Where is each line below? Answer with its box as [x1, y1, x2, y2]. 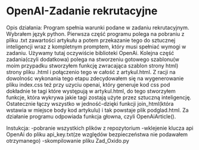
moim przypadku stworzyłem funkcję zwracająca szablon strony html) [6, 62, 179, 69]
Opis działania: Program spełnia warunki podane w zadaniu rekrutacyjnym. [6, 24, 189, 31]
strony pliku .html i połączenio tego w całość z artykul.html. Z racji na [6, 68, 176, 75]
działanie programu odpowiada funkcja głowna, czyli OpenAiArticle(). [6, 112, 176, 120]
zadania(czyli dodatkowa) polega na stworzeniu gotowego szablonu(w [6, 56, 180, 63]
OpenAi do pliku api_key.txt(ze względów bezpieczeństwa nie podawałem [6, 130, 188, 138]
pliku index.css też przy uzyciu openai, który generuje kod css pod [6, 81, 170, 88]
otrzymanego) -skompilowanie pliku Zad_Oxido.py [6, 137, 129, 144]
